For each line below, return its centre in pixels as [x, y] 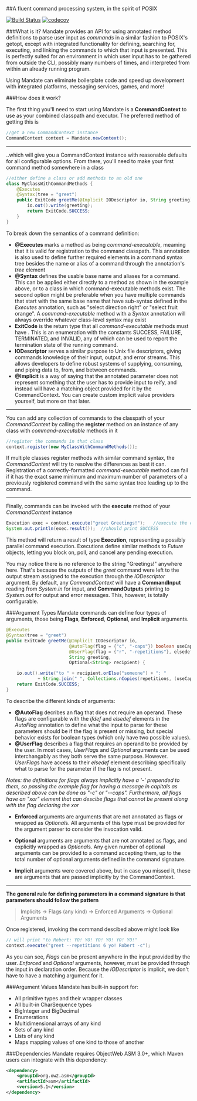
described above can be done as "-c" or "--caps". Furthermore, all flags [94, 792]
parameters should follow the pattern [52, 900]
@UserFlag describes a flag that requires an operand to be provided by [101, 744]
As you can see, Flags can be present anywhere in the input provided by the [98, 957]
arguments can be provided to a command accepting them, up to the [98, 853]
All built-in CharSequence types [53, 1004]
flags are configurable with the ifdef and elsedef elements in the [92, 718]
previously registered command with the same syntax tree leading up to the [97, 483]
